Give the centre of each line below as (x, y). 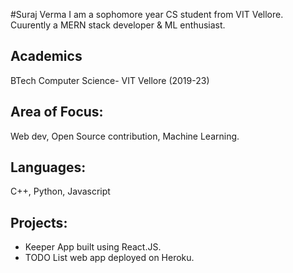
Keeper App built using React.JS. (93, 247)
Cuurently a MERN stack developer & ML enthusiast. (118, 25)
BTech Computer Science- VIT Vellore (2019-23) (110, 80)
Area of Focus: (57, 112)
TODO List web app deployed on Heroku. (109, 258)
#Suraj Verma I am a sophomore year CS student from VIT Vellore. (147, 14)
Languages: (48, 167)
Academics (46, 56)
